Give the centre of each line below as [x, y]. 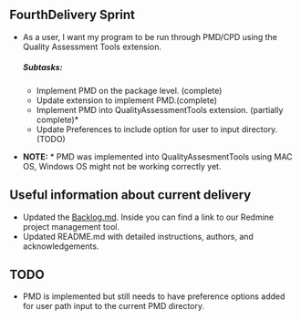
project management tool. [71, 226]
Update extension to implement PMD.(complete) [126, 100]
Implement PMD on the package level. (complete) [129, 90]
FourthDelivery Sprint [72, 15]
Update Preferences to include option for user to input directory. [157, 129]
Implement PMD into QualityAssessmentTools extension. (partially [160, 109]
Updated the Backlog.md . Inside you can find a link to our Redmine [148, 217]
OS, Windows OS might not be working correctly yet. [122, 166]
